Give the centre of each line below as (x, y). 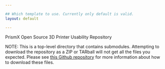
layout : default (22, 18)
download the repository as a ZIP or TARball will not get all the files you (78, 52)
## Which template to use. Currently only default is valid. (70, 14)
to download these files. (30, 62)
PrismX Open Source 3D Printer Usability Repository (58, 37)
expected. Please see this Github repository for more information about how (82, 57)
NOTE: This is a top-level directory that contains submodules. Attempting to (82, 46)
